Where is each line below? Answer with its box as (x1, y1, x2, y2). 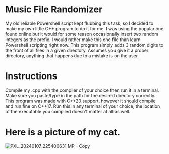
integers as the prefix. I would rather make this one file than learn (5, 36, 141, 43)
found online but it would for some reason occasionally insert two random (5, 31, 159, 37)
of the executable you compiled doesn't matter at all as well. (5, 108, 130, 114)
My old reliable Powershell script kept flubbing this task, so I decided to (5, 20, 154, 26)
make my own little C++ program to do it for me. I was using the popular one (5, 25, 164, 31)
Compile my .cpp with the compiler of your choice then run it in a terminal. (5, 87, 160, 93)
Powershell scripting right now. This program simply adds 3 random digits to (5, 42, 164, 48)
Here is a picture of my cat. (5, 127, 120, 138)
